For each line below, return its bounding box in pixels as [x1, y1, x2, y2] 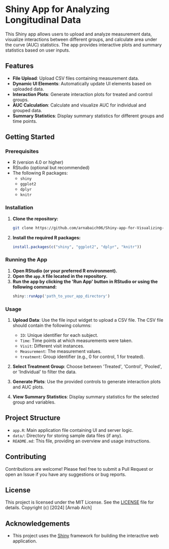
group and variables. [12, 399, 56, 405]
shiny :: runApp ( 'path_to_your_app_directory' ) [12, 293, 110, 298]
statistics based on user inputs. [5, 47, 71, 53]
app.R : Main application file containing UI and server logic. [12, 427, 134, 433]
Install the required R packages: [12, 234, 81, 240]
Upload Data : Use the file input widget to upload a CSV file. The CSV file [12, 317, 163, 323]
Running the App [5, 256, 47, 263]
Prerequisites [5, 148, 39, 155]
